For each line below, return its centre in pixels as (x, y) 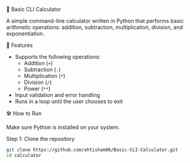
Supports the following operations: (58, 57)
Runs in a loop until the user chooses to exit (69, 101)
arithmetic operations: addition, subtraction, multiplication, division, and (95, 27)
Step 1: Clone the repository (40, 139)
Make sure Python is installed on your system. (63, 127)
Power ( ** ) (37, 89)
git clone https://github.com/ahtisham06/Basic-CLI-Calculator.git (92, 150)
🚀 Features (19, 45)
